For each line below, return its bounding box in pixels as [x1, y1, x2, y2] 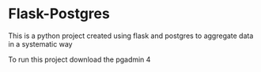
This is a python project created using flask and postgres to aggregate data [8, 31, 254, 40]
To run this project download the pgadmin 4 [8, 55, 151, 64]
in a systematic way [8, 39, 73, 48]
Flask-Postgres [8, 5, 111, 23]
